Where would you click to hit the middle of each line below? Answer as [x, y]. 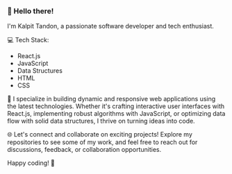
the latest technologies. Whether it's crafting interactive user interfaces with [116, 106]
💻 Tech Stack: [28, 40]
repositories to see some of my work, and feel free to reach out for [102, 142]
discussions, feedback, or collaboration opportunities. [84, 150]
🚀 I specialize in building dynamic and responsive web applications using [111, 99]
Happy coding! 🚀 [31, 163]
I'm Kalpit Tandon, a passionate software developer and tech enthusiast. [110, 26]
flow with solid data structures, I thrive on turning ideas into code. [101, 121]
